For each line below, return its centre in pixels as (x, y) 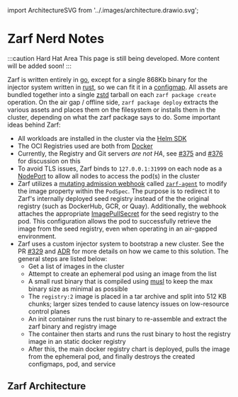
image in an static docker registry (77, 341)
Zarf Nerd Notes (56, 39)
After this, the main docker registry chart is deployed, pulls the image (129, 349)
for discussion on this (49, 161)
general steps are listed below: (62, 258)
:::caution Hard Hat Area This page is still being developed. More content (113, 58)
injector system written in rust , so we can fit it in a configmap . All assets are (118, 87)
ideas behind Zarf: (34, 125)
